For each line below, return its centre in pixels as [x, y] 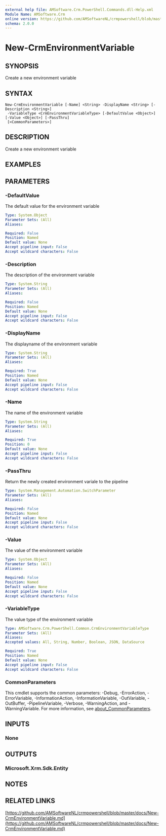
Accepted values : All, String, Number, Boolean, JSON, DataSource [75, 642]
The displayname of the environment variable [51, 344]
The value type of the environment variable [49, 619]
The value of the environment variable [44, 550]
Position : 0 [17, 445]
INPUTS [17, 724]
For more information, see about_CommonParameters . [96, 708]
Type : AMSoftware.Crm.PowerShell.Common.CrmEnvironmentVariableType [77, 628]
